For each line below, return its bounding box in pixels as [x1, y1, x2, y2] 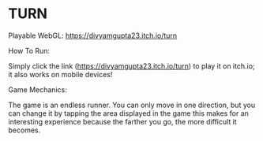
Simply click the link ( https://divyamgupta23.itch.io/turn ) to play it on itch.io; [8, 61, 255, 71]
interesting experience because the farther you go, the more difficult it [8, 117, 237, 126]
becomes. [8, 125, 41, 135]
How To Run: [8, 46, 50, 55]
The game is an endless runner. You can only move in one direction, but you [8, 100, 255, 109]
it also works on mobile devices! [8, 69, 113, 79]
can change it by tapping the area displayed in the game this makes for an [8, 108, 249, 118]
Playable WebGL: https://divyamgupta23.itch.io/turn [8, 31, 178, 40]
